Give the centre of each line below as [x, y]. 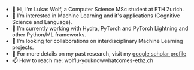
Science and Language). [42, 22]
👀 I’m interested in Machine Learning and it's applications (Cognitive [96, 16]
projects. [23, 47]
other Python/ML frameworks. [49, 35]
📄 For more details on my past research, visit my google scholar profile [99, 54]
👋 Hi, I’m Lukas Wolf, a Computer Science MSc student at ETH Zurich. [98, 9]
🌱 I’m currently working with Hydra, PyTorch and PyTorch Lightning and [100, 28]
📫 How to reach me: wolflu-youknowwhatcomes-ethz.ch [83, 60]
